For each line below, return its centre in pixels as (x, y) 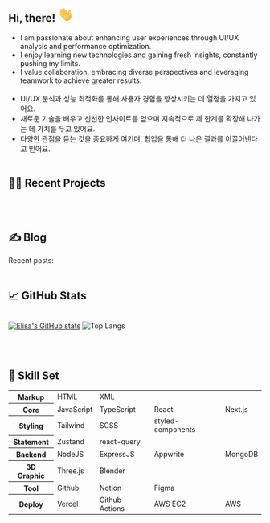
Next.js (236, 409)
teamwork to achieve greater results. (81, 80)
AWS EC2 (170, 504)
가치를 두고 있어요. (66, 129)
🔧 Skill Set (34, 375)
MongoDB (241, 454)
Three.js (71, 471)
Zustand (71, 441)
